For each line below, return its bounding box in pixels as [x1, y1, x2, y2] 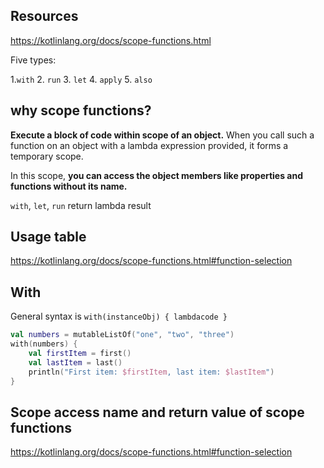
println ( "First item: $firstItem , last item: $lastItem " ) [28, 367, 275, 377]
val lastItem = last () [28, 357, 123, 368]
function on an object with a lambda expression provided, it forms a [10, 139, 289, 151]
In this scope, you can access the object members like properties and [10, 169, 304, 181]
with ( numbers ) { [10, 339, 78, 349]
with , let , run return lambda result [10, 199, 152, 211]
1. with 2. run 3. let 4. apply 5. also [10, 73, 153, 85]
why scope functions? [10, 102, 152, 119]
